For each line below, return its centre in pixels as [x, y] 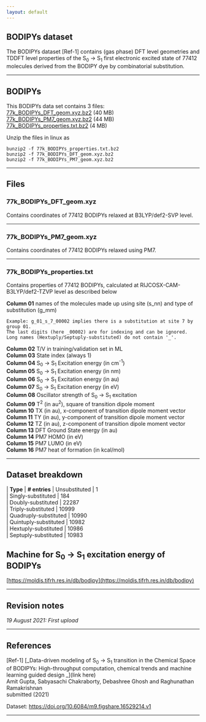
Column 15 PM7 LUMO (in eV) [44, 443]
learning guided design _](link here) [51, 675]
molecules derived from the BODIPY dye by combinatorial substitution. [96, 66]
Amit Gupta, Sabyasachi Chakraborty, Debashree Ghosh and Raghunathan [100, 681]
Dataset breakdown [44, 475]
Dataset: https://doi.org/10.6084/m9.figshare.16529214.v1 [79, 706]
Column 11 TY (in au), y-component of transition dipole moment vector [96, 417]
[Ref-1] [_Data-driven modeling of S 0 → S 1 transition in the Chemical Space [101, 661]
